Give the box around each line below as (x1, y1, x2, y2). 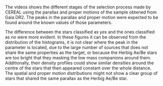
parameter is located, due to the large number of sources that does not (5, 45, 148, 50)
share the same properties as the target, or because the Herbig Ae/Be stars (5, 50, 158, 55)
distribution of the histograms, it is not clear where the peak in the (5, 39, 138, 45)
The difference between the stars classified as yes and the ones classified (5, 29, 155, 34)
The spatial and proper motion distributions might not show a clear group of (5, 70, 158, 76)
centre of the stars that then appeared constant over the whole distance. (5, 65, 152, 71)
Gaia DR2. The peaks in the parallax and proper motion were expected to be (5, 15, 158, 20)
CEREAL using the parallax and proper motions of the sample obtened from (5, 9, 157, 15)
